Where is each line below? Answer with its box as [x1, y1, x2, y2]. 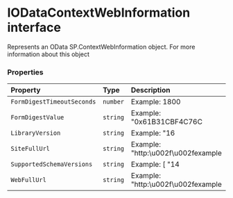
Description [130, 85, 171, 95]
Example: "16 [130, 129, 175, 138]
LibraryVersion [10, 129, 61, 137]
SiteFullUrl [10, 145, 51, 153]
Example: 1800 [130, 97, 181, 107]
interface [7, 19, 61, 35]
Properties [7, 67, 44, 77]
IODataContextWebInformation [7, 5, 191, 21]
